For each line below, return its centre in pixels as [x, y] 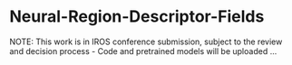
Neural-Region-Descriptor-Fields [137, 17]
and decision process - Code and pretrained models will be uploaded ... [143, 51]
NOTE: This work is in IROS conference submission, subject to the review [146, 42]
